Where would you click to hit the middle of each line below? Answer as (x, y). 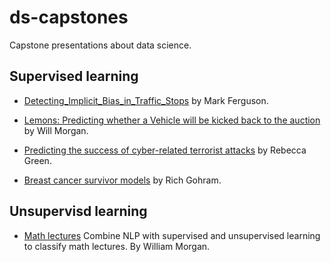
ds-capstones (69, 17)
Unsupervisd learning (78, 211)
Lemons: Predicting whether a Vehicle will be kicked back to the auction (172, 120)
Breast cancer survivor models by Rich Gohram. (122, 180)
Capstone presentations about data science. (100, 45)
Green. (37, 160)
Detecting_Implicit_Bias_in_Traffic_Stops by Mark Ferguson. (146, 100)
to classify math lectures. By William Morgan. (117, 246)
